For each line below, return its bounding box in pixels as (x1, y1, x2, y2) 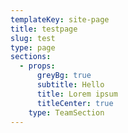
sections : (10, 52, 52, 62)
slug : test (10, 33, 56, 43)
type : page (10, 42, 56, 53)
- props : (19, 61, 56, 71)
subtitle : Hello (36, 80, 105, 90)
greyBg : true (36, 71, 92, 81)
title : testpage (10, 24, 78, 34)
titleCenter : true (36, 98, 114, 108)
